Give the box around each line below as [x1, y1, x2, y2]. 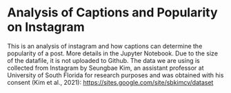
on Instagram [7, 19, 85, 35]
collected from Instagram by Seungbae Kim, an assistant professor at [7, 64, 204, 72]
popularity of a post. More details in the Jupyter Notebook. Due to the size [7, 49, 219, 57]
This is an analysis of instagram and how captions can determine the [7, 42, 203, 50]
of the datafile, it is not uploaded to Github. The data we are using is [7, 56, 200, 64]
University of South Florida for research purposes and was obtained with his [7, 70, 224, 79]
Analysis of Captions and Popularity [7, 5, 219, 21]
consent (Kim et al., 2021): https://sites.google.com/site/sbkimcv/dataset [7, 78, 214, 86]
